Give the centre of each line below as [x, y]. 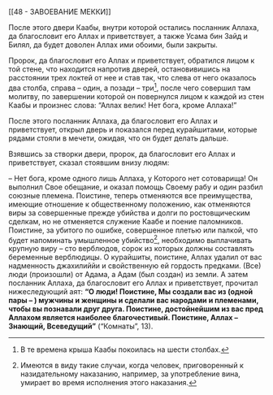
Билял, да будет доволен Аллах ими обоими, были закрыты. [113, 45]
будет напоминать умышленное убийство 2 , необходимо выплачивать [130, 239]
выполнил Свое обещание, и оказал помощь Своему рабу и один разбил [136, 187]
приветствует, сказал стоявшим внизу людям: [89, 163]
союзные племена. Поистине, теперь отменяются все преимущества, [131, 195]
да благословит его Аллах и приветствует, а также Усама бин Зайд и [128, 36]
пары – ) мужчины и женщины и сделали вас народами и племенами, [134, 301]
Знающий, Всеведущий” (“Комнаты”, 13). [81, 326]
